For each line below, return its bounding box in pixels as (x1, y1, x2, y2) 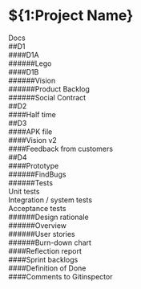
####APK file (8, 127, 53, 136)
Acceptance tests (8, 203, 66, 213)
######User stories (8, 229, 75, 238)
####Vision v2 (8, 135, 58, 144)
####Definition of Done (8, 263, 87, 273)
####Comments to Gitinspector (8, 271, 113, 281)
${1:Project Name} (8, 6, 134, 25)
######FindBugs (8, 169, 66, 179)
